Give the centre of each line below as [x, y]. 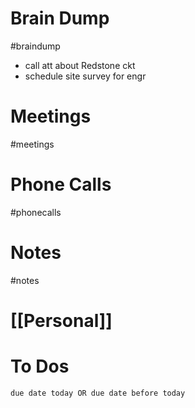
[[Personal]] [61, 320]
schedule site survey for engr [85, 76]
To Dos [40, 366]
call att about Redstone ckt [80, 65]
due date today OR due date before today [98, 393]
